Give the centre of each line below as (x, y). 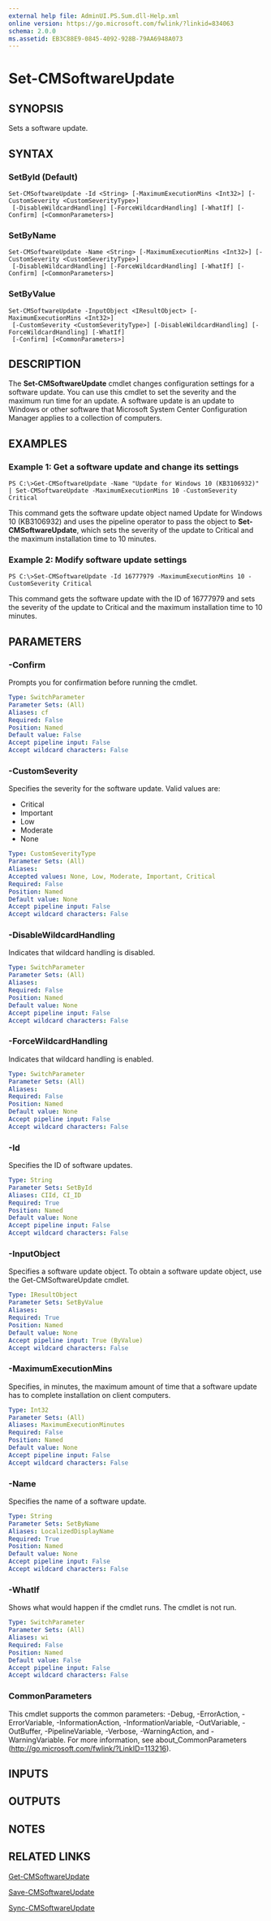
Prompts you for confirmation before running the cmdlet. (103, 682)
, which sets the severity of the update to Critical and (165, 530)
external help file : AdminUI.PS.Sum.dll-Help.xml (94, 16)
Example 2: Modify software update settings (98, 560)
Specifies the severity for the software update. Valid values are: (114, 789)
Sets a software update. (48, 128)
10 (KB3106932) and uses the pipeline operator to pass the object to (123, 521)
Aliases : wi (28, 1638)
